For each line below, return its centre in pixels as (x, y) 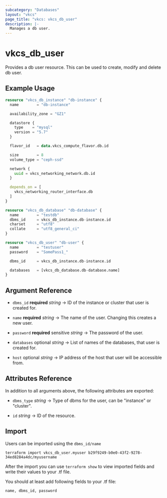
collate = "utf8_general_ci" (45, 229)
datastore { (22, 123)
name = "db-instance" (40, 105)
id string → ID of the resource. (44, 416)
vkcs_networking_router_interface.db (54, 192)
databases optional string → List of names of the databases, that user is (86, 343)
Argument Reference (39, 290)
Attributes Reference (39, 379)
